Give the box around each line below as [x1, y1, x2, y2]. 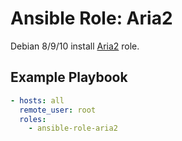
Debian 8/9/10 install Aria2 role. [10, 40, 140, 52]
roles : [19, 114, 47, 124]
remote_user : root [19, 105, 97, 115]
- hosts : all [10, 95, 65, 106]
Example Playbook [10, 69, 128, 86]
